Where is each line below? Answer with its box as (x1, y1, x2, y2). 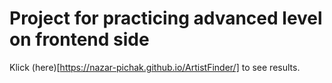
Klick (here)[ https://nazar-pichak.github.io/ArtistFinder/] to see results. (9, 61, 301, 73)
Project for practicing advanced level (9, 7, 323, 30)
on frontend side (9, 28, 150, 51)
